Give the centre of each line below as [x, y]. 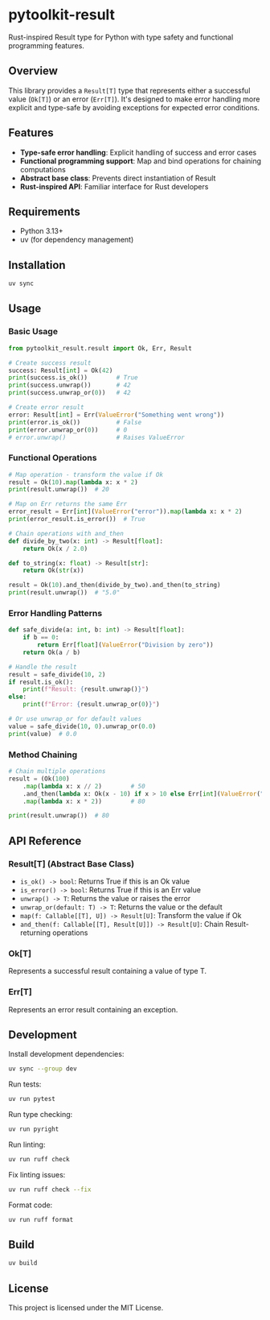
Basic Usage [33, 332]
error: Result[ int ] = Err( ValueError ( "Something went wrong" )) [117, 415]
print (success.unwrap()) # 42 [70, 385]
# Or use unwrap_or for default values [75, 719]
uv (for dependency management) [77, 240]
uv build [23, 1263]
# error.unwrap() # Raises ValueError [96, 437]
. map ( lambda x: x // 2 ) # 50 [84, 786]
